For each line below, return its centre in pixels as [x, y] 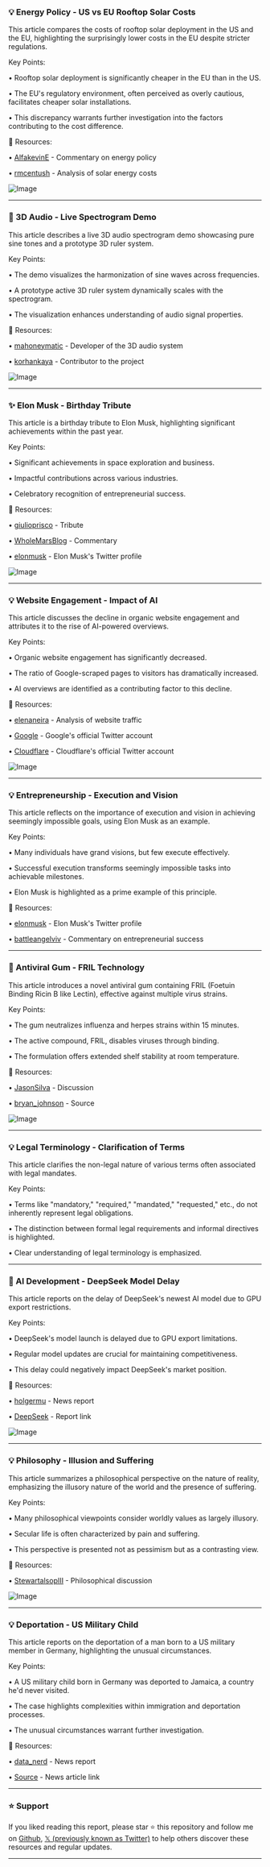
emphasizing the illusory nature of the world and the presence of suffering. [133, 1487]
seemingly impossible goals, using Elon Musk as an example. [109, 821]
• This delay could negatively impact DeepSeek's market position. [118, 1370]
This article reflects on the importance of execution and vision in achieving [132, 813]
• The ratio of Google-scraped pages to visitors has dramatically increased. [133, 673]
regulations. [28, 47]
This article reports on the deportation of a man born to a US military [122, 1641]
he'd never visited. [39, 1690]
